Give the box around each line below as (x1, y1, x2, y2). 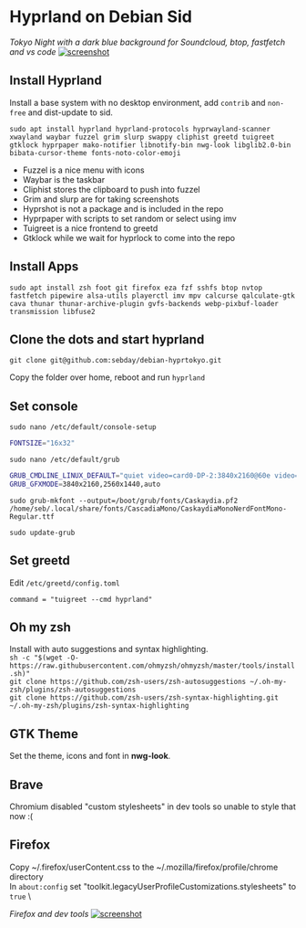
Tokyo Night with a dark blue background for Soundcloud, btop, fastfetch (9, 37, 285, 47)
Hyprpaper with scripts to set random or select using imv (22, 213, 237, 224)
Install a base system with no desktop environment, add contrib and (9, 97, 266, 108)
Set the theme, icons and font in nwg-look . (9, 751, 171, 762)
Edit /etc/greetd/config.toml (9, 577, 120, 588)
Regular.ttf (9, 511, 55, 522)
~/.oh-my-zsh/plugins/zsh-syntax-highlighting (9, 701, 189, 711)
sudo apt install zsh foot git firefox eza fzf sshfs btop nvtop (9, 283, 262, 292)
